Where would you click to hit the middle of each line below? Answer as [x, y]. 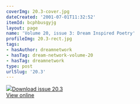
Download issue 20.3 [38, 89]
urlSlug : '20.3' [26, 72]
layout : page [22, 28]
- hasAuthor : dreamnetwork [39, 50]
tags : [13, 45]
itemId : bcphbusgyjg [31, 22]
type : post [19, 66]
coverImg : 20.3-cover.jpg [38, 11]
